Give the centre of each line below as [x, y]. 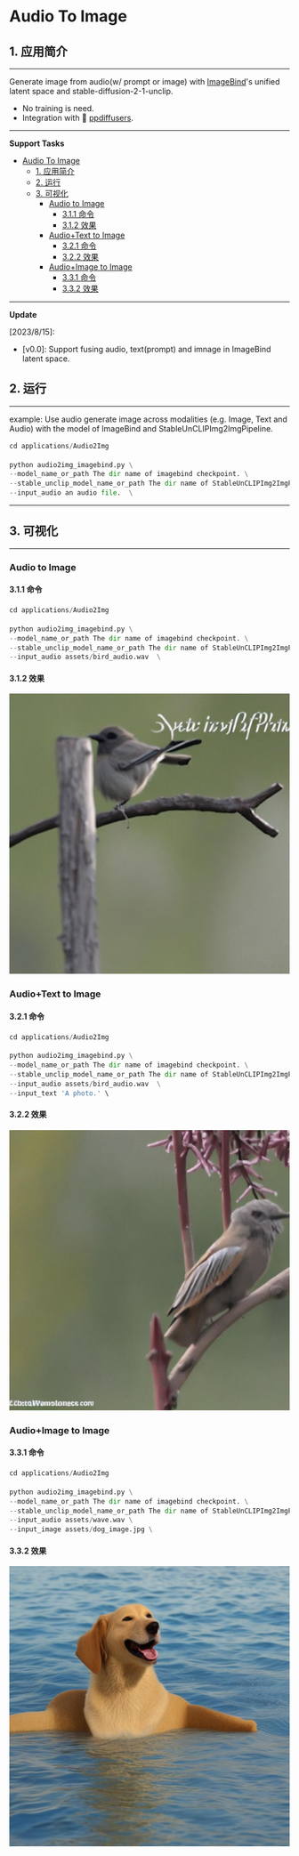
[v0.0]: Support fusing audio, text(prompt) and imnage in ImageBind [146, 349]
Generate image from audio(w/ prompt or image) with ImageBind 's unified [145, 81]
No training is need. [58, 108]
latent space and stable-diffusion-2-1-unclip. [91, 91]
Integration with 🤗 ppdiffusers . [77, 118]
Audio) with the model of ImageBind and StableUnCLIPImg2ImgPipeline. [141, 428]
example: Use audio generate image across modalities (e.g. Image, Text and [148, 419]
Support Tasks [37, 143]
